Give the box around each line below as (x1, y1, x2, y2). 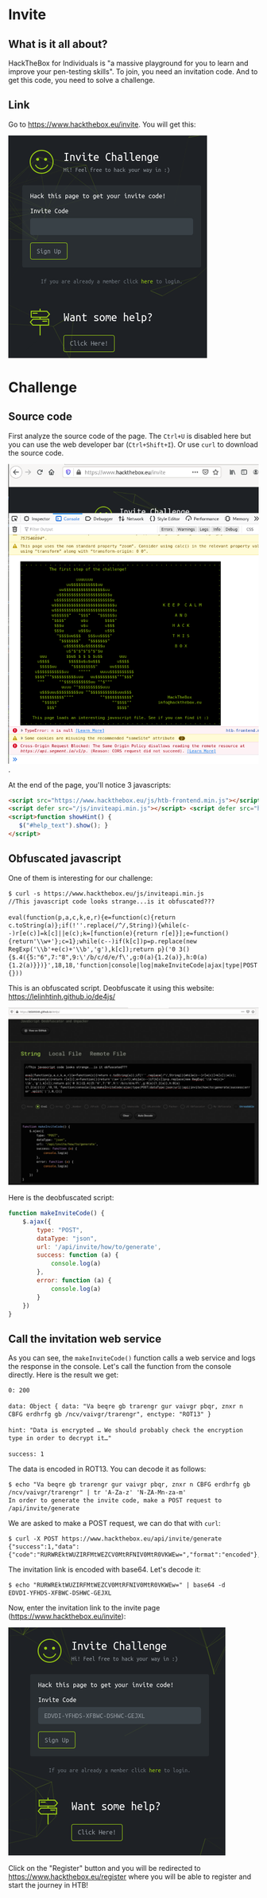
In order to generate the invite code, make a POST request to (8, 1497, 222, 1505)
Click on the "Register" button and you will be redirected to (8, 1864, 201, 1873)
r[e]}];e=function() (161, 929, 229, 937)
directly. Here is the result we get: (8, 1370, 119, 1379)
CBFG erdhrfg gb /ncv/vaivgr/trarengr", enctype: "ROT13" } (8, 1411, 212, 1419)
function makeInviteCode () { (8, 1209, 105, 1218)
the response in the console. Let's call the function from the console (8, 1362, 232, 1372)
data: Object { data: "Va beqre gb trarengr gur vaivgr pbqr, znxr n (8, 1403, 244, 1411)
